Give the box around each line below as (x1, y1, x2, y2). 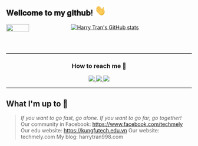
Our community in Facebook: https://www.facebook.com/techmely (20, 121, 183, 128)
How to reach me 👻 (71, 61, 127, 70)
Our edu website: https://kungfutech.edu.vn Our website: (20, 127, 160, 134)
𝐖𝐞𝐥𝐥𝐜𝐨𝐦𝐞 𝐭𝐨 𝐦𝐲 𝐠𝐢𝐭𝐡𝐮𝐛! (6, 8, 94, 18)
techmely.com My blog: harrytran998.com (20, 133, 124, 141)
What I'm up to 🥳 (6, 99, 68, 109)
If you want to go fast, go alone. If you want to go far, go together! (20, 115, 182, 122)
